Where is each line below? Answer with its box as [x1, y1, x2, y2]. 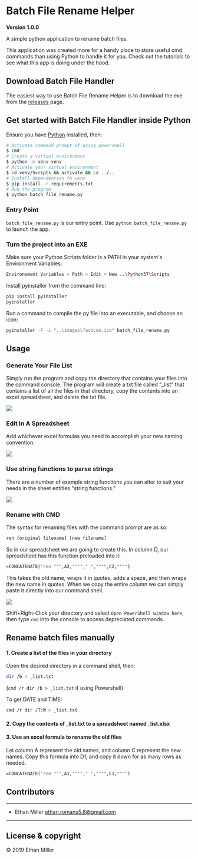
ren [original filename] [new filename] [6, 535, 107, 541]
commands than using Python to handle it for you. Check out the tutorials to [6, 53, 190, 60]
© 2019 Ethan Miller [6, 846, 55, 854]
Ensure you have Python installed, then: [6, 131, 103, 138]
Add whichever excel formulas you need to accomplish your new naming [6, 433, 183, 440]
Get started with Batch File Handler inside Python [6, 115, 191, 125]
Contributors [6, 787, 55, 797]
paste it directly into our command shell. [6, 586, 104, 594]
